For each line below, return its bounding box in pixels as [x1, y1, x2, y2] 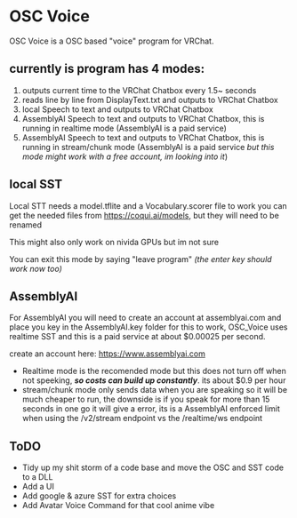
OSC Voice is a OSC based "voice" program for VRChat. [9, 36, 214, 46]
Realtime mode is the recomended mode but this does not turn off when [21, 366, 287, 377]
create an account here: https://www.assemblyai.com [9, 348, 206, 359]
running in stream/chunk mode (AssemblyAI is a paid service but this [21, 141, 275, 152]
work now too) [9, 263, 62, 274]
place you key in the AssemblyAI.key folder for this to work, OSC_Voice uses [9, 322, 288, 332]
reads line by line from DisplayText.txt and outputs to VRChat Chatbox [21, 94, 278, 105]
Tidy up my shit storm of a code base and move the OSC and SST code [21, 462, 285, 473]
